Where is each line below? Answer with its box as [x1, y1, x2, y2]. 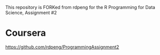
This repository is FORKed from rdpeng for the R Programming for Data [5, 5, 155, 10]
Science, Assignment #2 [5, 10, 57, 16]
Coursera [5, 27, 46, 39]
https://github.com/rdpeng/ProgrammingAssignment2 [5, 44, 119, 50]
